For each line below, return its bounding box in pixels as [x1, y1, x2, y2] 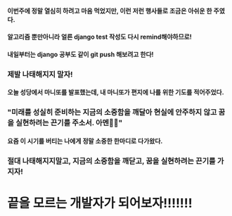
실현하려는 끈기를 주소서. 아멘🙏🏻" [15, 118, 123, 128]
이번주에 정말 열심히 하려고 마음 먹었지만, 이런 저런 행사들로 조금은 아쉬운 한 [7, 6, 212, 15]
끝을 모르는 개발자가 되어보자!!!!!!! [7, 195, 193, 211]
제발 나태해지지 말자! [7, 69, 73, 79]
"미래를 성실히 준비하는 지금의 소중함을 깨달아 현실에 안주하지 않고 [7, 108, 217, 117]
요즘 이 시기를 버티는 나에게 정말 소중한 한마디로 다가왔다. [7, 136, 163, 145]
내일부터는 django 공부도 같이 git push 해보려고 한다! [7, 50, 154, 58]
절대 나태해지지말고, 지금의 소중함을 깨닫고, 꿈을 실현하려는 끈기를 [7, 155, 216, 165]
